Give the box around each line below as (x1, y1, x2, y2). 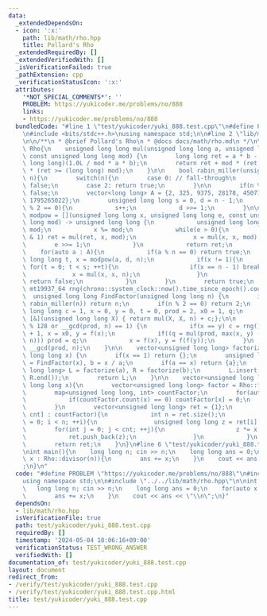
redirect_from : (8, 573, 59, 581)
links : (22, 108, 44, 116)
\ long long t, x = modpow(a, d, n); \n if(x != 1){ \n (22, 255, 244, 263)
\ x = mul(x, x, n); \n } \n (22, 270, 208, 278)
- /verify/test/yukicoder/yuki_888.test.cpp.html (8, 588, 176, 596)
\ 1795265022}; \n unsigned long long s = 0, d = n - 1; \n (22, 196, 244, 204)
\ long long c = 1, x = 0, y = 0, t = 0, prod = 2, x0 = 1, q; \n (22, 307, 244, 315)
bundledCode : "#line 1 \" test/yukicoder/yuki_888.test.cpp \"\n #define (15, 122, 254, 130)
